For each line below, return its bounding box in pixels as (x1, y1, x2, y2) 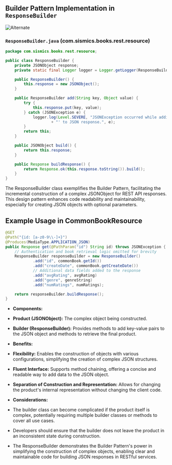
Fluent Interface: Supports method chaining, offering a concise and (12, 366, 156, 372)
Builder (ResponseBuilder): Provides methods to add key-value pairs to (12, 325, 165, 332)
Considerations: (12, 397, 48, 403)
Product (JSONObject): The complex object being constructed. (12, 315, 147, 322)
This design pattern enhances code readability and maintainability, (5, 196, 146, 202)
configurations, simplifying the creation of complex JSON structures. (12, 356, 158, 363)
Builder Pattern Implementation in (5, 4, 115, 13)
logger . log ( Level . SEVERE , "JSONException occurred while (32, 115, 157, 120)
